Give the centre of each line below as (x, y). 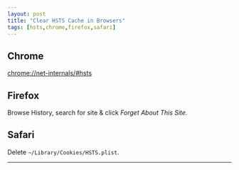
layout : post (27, 14)
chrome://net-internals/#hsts (50, 73)
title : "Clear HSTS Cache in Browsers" (67, 21)
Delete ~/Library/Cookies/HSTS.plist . (63, 152)
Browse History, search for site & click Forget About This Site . (97, 112)
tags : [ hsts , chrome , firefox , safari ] (62, 27)
